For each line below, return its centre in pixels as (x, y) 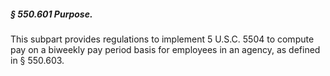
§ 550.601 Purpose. (51, 14)
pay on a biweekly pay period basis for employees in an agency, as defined (165, 49)
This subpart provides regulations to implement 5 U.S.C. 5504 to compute (162, 39)
